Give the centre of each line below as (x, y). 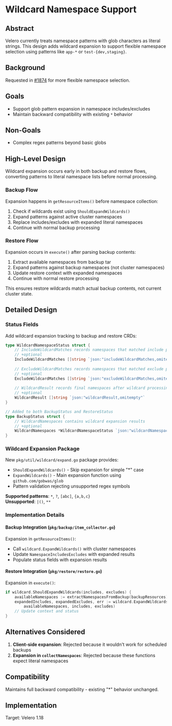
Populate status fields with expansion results (60, 560)
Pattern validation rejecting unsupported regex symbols (71, 486)
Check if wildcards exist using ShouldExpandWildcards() (71, 211)
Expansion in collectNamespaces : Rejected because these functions (84, 655)
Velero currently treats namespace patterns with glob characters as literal (83, 41)
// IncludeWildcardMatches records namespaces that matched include (89, 350)
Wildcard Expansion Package (42, 449)
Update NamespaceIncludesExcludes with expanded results (74, 554)
